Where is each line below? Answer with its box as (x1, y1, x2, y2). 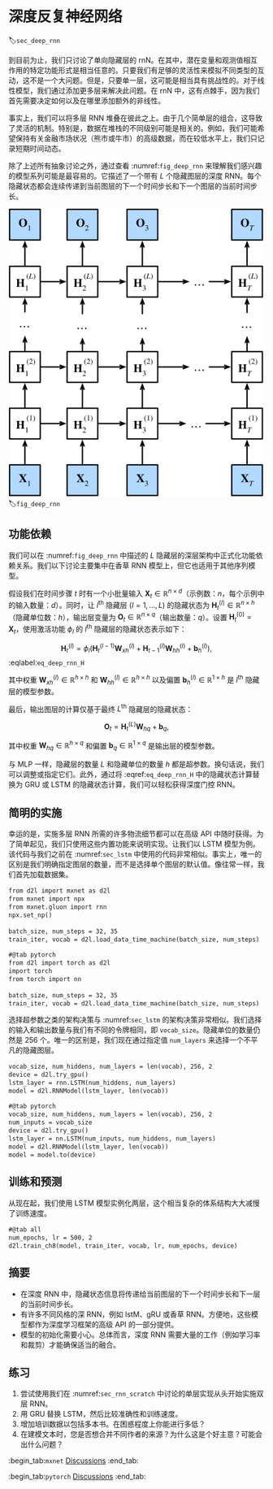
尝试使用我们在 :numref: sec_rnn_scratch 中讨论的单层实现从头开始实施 (19, 1389, 258, 1399)
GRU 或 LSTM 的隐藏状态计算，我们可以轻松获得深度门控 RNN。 (24, 779, 240, 789)
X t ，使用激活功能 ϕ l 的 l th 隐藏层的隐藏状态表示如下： (8, 623, 187, 636)
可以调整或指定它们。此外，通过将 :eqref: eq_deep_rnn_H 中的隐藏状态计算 (8, 770, 253, 779)
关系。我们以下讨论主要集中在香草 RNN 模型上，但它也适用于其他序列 (15, 560, 249, 570)
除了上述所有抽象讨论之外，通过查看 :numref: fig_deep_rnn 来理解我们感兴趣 (8, 160, 262, 171)
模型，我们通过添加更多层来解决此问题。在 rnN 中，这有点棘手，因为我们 (15, 85, 260, 95)
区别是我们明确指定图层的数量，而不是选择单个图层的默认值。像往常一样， (8, 859, 258, 869)
